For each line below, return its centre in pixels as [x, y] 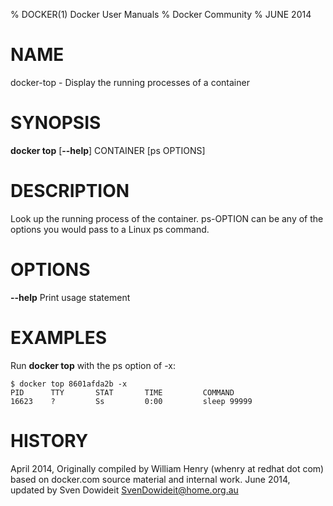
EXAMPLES [58, 337]
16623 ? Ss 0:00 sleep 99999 [131, 401]
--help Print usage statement [70, 297]
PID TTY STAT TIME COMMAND [122, 392]
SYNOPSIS [56, 123]
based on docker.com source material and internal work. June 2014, [150, 479]
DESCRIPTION [70, 191]
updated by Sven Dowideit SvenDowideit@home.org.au [124, 490]
